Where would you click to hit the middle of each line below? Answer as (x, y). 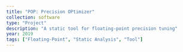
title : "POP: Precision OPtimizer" (51, 12)
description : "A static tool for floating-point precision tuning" (92, 28)
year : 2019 (20, 34)
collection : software (33, 17)
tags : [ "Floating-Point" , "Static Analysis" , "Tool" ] (75, 39)
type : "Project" (26, 23)
